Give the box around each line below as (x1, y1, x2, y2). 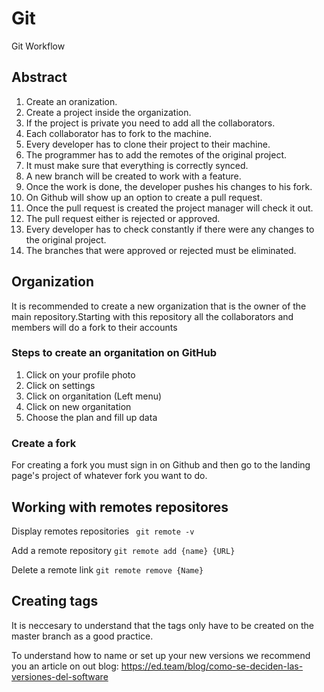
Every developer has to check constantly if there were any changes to (25, 223, 315, 235)
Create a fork (11, 436, 77, 450)
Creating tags (11, 593, 99, 610)
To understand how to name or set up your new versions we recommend (11, 649, 311, 661)
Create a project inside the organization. (25, 106, 192, 118)
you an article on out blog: (11, 660, 119, 672)
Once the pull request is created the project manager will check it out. (25, 202, 314, 214)
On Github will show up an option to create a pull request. (25, 191, 263, 203)
